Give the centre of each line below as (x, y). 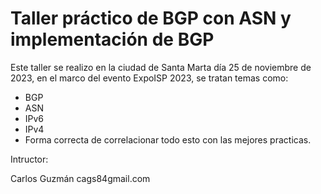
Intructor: (29, 159)
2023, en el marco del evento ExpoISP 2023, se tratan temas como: (149, 78)
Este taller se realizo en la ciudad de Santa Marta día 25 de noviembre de (161, 67)
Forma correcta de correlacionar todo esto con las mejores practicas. (168, 139)
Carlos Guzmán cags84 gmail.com (80, 178)
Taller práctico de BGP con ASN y (151, 18)
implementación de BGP (112, 39)
